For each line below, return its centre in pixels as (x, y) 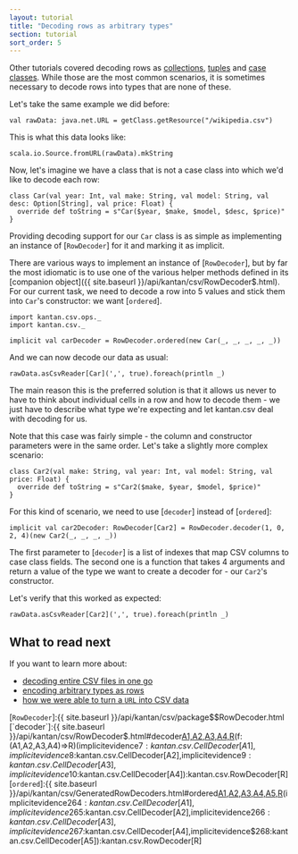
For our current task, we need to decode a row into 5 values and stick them (147, 292)
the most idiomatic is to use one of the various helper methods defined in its (149, 273)
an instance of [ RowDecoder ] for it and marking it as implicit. (117, 246)
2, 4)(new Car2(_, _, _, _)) (63, 536)
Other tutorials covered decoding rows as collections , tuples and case (138, 68)
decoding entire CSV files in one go (87, 681)
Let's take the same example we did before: (90, 105)
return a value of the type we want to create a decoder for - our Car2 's (138, 571)
